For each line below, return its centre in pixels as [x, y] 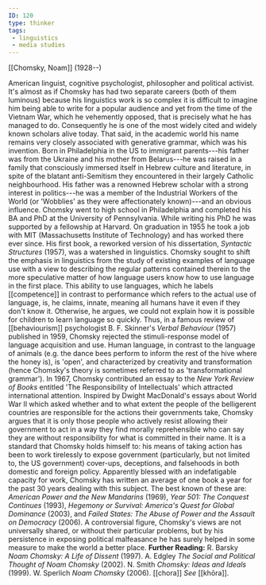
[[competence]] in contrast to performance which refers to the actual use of [132, 294]
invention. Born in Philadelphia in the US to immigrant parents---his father [129, 151]
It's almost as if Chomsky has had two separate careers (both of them [122, 91]
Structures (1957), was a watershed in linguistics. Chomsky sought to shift [129, 252]
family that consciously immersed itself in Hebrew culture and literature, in [130, 168]
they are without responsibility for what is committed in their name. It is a [127, 438]
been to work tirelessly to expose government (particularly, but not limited [129, 455]
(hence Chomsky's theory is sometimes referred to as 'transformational [125, 370]
